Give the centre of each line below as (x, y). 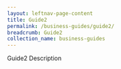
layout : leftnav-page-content (50, 13)
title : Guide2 (27, 20)
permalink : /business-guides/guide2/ (61, 26)
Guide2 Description (34, 58)
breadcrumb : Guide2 (35, 32)
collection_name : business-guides (56, 39)
